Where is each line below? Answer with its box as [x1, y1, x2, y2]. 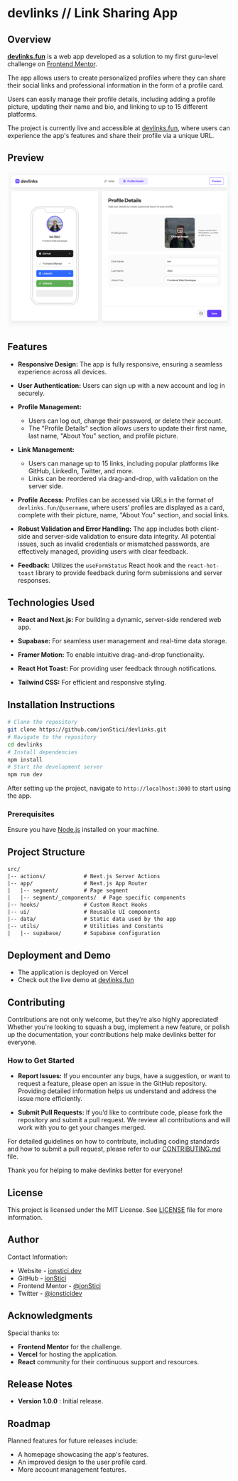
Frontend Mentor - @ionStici [17, 1281, 102, 1290]
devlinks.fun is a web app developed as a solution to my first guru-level [7, 52, 218, 60]
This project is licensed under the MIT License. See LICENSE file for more [7, 1206, 222, 1214]
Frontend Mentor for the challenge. [17, 1342, 122, 1351]
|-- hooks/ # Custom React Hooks [7, 902, 148, 909]
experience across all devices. [17, 367, 107, 376]
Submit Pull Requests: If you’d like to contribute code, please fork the [17, 1108, 222, 1117]
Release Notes [7, 1379, 73, 1391]
